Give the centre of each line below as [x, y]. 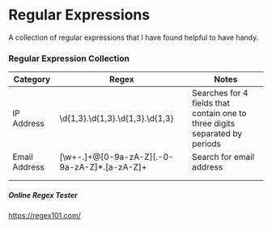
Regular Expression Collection [69, 58]
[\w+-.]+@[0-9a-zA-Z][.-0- [117, 157]
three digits [213, 123]
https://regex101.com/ [45, 216]
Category [32, 80]
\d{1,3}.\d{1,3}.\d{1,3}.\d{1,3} [117, 118]
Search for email [223, 157]
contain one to [219, 114]
